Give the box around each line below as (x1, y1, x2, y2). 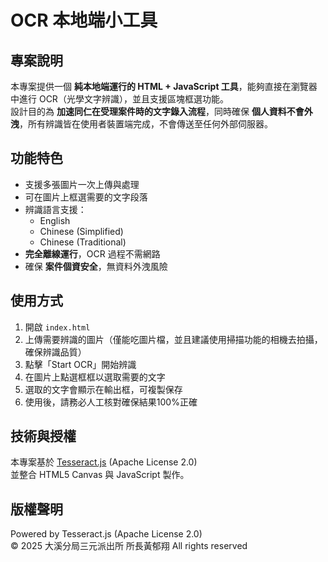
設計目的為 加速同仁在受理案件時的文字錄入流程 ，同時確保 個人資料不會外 (10, 106, 313, 117)
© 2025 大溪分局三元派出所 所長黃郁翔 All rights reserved (10, 540, 248, 552)
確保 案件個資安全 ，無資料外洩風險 (24, 260, 168, 272)
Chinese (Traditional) (39, 236, 127, 248)
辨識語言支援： (24, 203, 87, 215)
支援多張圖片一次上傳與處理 (24, 178, 140, 190)
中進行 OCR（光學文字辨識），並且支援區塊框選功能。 (10, 93, 229, 105)
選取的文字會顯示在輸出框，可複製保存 (24, 383, 183, 395)
